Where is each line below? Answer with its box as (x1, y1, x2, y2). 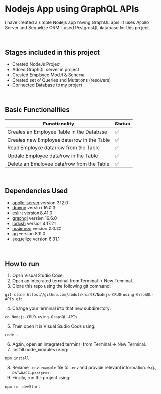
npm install (5, 356, 29, 361)
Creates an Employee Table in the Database (7, 128, 107, 135)
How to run (5, 260, 40, 268)
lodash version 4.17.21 (12, 221, 56, 227)
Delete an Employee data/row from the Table (7, 160, 110, 167)
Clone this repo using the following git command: (12, 283, 111, 289)
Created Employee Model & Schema (12, 72, 85, 78)
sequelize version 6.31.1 (12, 236, 60, 242)
